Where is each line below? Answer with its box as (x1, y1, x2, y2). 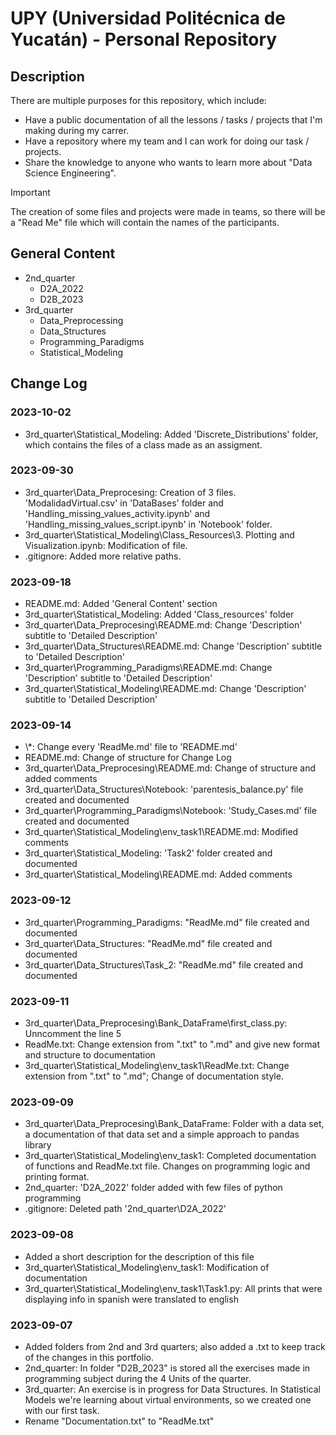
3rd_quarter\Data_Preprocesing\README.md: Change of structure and (24, 762, 317, 774)
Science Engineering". (24, 167, 117, 179)
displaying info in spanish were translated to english (24, 1293, 239, 1305)
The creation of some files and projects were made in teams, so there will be (10, 206, 326, 217)
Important (10, 187, 51, 198)
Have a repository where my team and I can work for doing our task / (24, 135, 310, 147)
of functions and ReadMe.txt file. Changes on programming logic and (24, 1160, 311, 1172)
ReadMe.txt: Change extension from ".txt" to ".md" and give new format (24, 1038, 321, 1050)
